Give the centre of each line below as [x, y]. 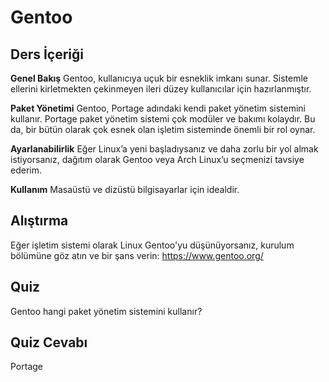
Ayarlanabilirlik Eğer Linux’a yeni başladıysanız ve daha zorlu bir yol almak [164, 149]
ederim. [26, 170]
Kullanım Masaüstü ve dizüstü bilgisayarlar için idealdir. [125, 189]
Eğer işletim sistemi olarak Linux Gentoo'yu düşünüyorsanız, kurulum [152, 245]
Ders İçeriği [47, 54]
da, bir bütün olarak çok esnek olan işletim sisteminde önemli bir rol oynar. [163, 129]
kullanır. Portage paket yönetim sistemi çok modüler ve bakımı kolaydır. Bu [163, 119]
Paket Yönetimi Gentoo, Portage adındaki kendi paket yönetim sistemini [158, 108]
